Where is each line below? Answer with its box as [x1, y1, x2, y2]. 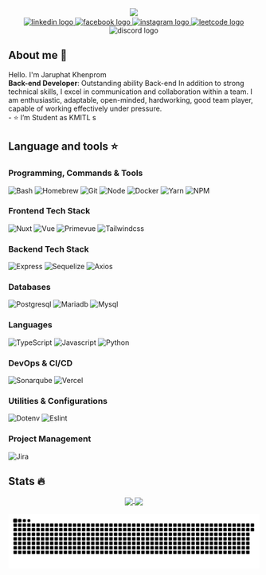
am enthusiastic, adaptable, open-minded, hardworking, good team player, [8, 95, 253, 104]
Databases [8, 282, 51, 293]
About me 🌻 [8, 49, 68, 62]
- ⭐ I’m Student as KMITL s [8, 112, 97, 122]
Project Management [8, 433, 92, 444]
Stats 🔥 [8, 474, 45, 488]
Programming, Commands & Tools [8, 167, 143, 178]
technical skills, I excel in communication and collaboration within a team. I [8, 87, 252, 96]
